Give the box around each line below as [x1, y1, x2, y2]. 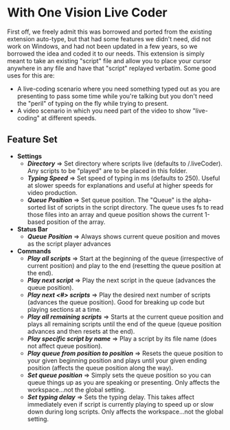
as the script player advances [27, 239, 111, 248]
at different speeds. [41, 113, 97, 122]
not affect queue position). [27, 341, 103, 350]
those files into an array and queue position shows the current [27, 210, 204, 218]
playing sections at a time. [27, 305, 102, 313]
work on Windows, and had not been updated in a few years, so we [7, 42, 198, 50]
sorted [27, 203, 47, 211]
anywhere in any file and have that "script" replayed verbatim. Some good [7, 64, 216, 72]
